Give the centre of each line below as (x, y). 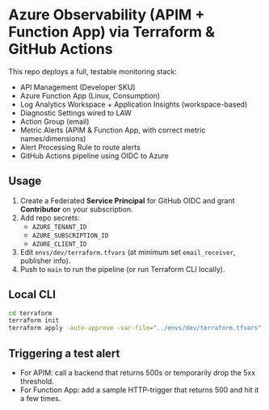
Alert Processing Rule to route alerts (80, 147)
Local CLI (32, 295)
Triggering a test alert (64, 353)
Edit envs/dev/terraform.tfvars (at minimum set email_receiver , (128, 252)
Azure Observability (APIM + (107, 15)
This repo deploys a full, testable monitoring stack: (93, 71)
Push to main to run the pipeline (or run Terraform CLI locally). (122, 269)
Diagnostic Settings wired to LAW (76, 113)
